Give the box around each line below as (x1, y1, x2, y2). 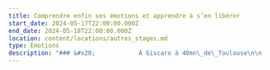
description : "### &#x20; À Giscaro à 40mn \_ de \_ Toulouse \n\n (8, 49, 263, 57)
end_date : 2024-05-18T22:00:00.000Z (8, 27, 132, 35)
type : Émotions (8, 42, 60, 50)
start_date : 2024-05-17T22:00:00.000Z (8, 19, 139, 27)
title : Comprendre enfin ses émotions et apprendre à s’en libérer (8, 11, 241, 20)
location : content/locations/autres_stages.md (8, 34, 168, 43)
